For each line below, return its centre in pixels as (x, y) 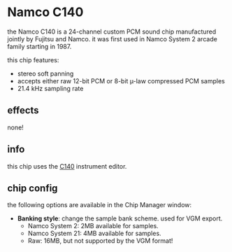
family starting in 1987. (39, 46)
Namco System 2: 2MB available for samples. (93, 226)
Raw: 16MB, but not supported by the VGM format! (100, 241)
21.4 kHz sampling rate (50, 88)
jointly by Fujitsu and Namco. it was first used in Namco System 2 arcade (113, 38)
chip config (32, 188)
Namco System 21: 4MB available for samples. (95, 233)
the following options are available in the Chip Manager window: (100, 205)
